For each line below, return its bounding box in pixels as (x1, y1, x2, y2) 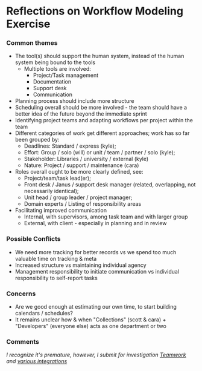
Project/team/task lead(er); (24, 174, 92, 182)
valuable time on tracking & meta (14, 255, 97, 262)
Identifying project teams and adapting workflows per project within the (14, 117, 193, 124)
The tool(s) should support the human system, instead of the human (14, 53, 185, 60)
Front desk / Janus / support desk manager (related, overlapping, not (24, 181, 196, 188)
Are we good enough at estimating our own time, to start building (14, 303, 177, 310)
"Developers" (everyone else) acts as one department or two (14, 323, 167, 330)
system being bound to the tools (14, 59, 95, 66)
